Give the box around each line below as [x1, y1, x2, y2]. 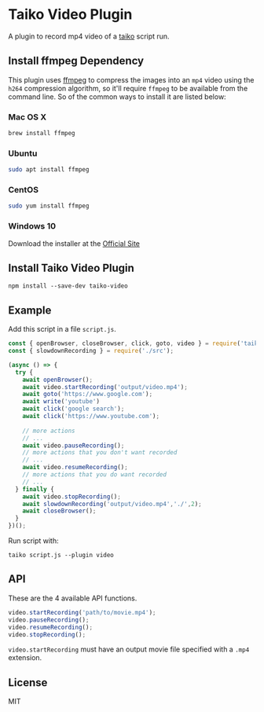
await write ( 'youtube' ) [22, 398, 101, 406]
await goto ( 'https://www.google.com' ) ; [22, 391, 153, 398]
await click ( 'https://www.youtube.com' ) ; [22, 413, 159, 420]
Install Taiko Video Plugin [8, 261, 135, 274]
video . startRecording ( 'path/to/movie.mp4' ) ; [8, 608, 156, 616]
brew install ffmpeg [8, 130, 76, 138]
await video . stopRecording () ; [22, 493, 122, 501]
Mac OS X [8, 112, 47, 123]
